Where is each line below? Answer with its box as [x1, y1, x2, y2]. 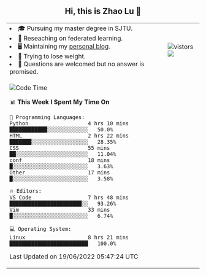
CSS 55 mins [9, 144, 110, 151]
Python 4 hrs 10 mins [9, 120, 129, 126]
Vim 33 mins [9, 206, 110, 213]
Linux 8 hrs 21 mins [9, 234, 129, 241]
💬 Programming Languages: [9, 114, 85, 120]
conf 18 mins [9, 157, 110, 163]
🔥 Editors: [9, 187, 42, 194]
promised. [9, 67, 39, 76]
